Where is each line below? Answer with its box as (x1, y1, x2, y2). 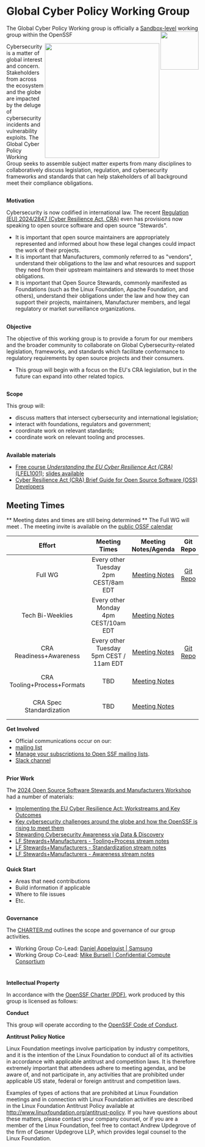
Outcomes (15, 811, 41, 819)
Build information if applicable (15, 883, 90, 891)
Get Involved (6, 726, 40, 733)
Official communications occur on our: (15, 737, 112, 745)
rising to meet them (15, 824, 65, 832)
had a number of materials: (6, 793, 74, 800)
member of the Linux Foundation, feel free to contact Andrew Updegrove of (6, 1122, 196, 1129)
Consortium (15, 958, 45, 965)
